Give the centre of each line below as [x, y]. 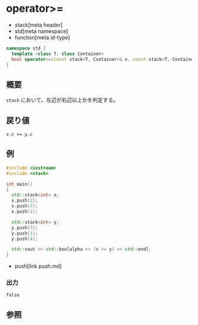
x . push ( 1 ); [25, 212]
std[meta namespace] [41, 31]
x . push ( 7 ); [25, 206]
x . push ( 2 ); [25, 201]
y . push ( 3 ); [25, 227]
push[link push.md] [38, 266]
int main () [19, 184]
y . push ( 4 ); [25, 239]
